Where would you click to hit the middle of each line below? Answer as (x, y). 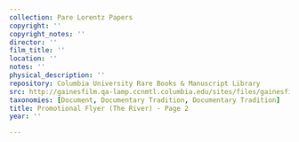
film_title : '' (37, 51)
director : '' (33, 42)
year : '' (25, 116)
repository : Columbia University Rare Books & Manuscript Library (135, 83)
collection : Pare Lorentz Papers (71, 17)
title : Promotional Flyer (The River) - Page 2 (99, 108)
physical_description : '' (57, 75)
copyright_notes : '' (48, 34)
